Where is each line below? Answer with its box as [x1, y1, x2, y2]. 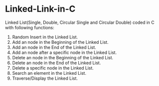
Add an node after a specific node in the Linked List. [12, 50, 117, 55]
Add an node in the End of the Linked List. [12, 44, 96, 50]
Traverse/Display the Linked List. [12, 75, 78, 81]
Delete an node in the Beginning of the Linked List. [12, 54, 113, 60]
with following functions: [5, 24, 54, 30]
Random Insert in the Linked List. [12, 34, 78, 40]
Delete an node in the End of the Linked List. [12, 60, 101, 66]
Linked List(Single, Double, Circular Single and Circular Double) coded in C [5, 19, 155, 25]
